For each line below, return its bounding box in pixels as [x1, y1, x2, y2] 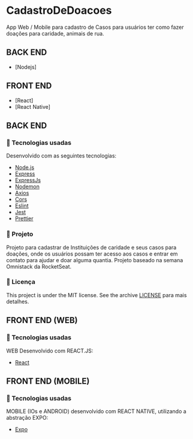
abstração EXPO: [6, 414, 49, 422]
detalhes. [6, 298, 29, 305]
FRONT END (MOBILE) [6, 376, 90, 386]
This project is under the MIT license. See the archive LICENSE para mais [6, 291, 187, 298]
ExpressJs [14, 177, 41, 184]
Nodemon [14, 183, 40, 190]
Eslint [14, 202, 29, 209]
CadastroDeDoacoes [6, 4, 112, 17]
